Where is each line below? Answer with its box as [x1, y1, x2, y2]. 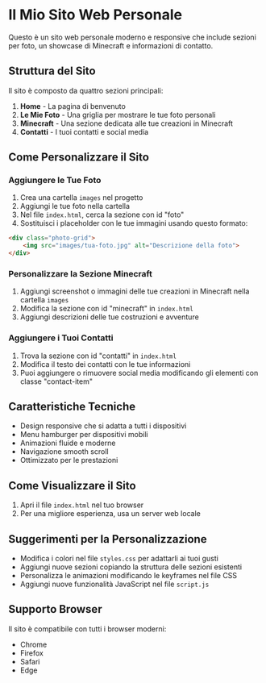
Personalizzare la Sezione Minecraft [8, 268, 153, 279]
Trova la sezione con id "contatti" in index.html [19, 351, 177, 360]
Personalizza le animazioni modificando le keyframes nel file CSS [19, 571, 238, 581]
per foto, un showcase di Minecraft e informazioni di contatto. [8, 40, 214, 50]
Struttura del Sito [8, 65, 96, 78]
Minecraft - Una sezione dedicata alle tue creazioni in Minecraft [19, 119, 234, 128]
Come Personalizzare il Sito [8, 151, 149, 165]
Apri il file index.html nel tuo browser [19, 500, 144, 510]
